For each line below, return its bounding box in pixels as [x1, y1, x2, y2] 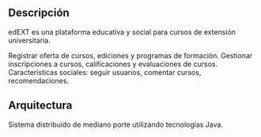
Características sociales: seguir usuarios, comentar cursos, [8, 67, 202, 77]
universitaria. [8, 35, 51, 45]
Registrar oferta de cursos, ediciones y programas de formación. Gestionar [8, 50, 253, 60]
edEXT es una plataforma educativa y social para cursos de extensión [8, 27, 236, 36]
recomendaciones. [8, 76, 70, 85]
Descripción [8, 6, 70, 20]
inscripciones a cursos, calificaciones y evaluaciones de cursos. [8, 59, 218, 68]
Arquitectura [8, 98, 73, 113]
